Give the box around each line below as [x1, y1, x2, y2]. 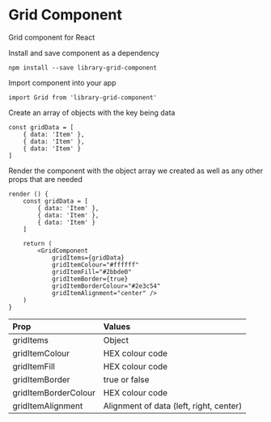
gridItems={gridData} [51, 253, 125, 262]
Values [103, 321, 131, 332]
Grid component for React [8, 32, 95, 42]
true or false [103, 373, 150, 385]
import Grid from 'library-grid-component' [8, 93, 158, 102]
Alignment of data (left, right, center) [103, 400, 243, 411]
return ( [23, 239, 53, 247]
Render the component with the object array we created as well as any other [8, 166, 264, 175]
